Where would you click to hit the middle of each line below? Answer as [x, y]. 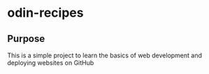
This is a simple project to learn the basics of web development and [105, 55]
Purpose [26, 39]
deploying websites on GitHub [51, 63]
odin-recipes [45, 13]
